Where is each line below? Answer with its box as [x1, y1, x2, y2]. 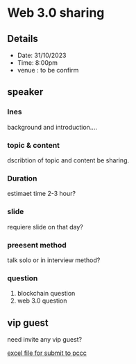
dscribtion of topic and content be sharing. [7, 156, 130, 165]
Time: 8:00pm [17, 59, 58, 67]
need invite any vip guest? [7, 335, 83, 343]
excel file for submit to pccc [7, 349, 87, 357]
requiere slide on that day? [7, 222, 83, 231]
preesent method [7, 240, 67, 250]
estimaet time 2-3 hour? [7, 190, 76, 198]
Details [7, 33, 38, 45]
